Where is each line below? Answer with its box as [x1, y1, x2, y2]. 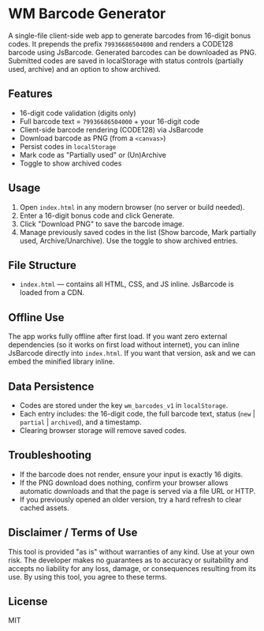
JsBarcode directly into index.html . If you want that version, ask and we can [8, 349, 256, 358]
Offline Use [8, 311, 65, 324]
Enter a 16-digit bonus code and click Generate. [19, 211, 175, 220]
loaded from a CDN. [19, 288, 85, 297]
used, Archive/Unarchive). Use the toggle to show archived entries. [19, 236, 238, 245]
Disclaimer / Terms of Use [8, 526, 138, 540]
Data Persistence [8, 379, 95, 393]
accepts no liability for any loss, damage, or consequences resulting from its [8, 563, 256, 573]
